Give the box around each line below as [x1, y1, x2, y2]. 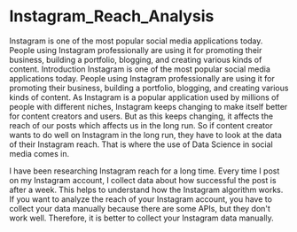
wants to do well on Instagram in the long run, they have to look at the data [9, 129, 282, 140]
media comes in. [9, 148, 70, 159]
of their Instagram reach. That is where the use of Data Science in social [9, 139, 273, 150]
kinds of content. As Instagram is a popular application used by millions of [9, 91, 279, 103]
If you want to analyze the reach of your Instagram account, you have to [9, 193, 273, 205]
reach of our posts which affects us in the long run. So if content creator [9, 120, 273, 130]
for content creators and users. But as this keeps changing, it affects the [9, 111, 273, 121]
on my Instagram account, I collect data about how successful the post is [9, 174, 277, 185]
